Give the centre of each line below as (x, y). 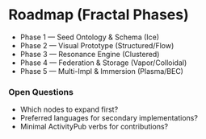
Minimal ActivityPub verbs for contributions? (94, 127)
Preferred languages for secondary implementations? (109, 118)
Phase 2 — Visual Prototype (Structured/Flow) (97, 45)
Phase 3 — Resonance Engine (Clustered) (90, 54)
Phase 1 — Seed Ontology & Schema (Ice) (90, 37)
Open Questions (41, 92)
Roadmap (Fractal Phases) (99, 15)
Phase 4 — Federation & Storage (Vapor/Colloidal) (103, 63)
